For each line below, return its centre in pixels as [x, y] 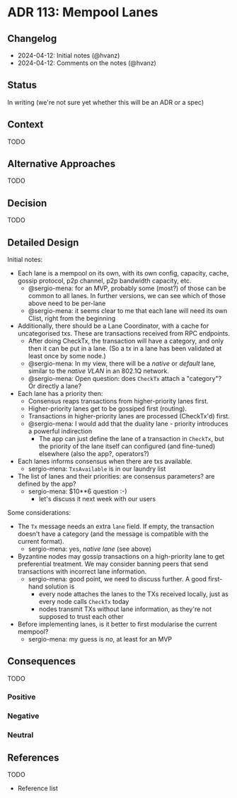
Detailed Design [43, 243]
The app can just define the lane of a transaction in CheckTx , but [132, 439]
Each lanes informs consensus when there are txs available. [105, 462]
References [33, 758]
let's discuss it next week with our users [97, 499]
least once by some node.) [67, 356]
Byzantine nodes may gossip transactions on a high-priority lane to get [121, 557]
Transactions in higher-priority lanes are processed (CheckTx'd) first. [129, 416]
